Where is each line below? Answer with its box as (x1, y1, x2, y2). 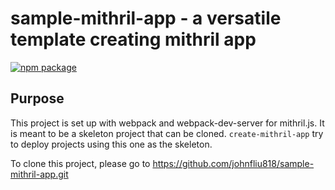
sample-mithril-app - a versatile (10, 7, 282, 30)
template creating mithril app (10, 28, 257, 51)
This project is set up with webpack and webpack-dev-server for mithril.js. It (10, 117, 325, 129)
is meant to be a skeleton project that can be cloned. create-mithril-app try (10, 127, 324, 139)
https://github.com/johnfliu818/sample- (152, 157, 315, 169)
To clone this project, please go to (10, 157, 151, 169)
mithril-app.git (10, 168, 69, 180)
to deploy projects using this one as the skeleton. (10, 138, 213, 150)
